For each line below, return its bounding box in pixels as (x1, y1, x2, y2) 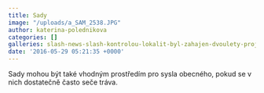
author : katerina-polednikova (8, 26, 108, 34)
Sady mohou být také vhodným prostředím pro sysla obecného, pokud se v (8, 70, 252, 78)
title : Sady (8, 11, 47, 20)
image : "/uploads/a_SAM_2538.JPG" (8, 19, 122, 27)
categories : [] (8, 33, 58, 41)
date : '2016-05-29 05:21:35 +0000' (8, 48, 125, 55)
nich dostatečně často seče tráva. (8, 77, 118, 87)
